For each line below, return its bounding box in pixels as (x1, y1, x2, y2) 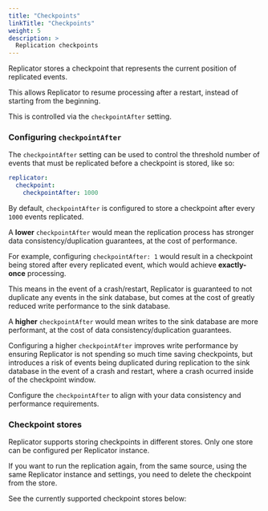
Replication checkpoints (15, 42, 99, 50)
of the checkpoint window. (8, 375, 96, 385)
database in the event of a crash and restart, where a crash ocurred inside (8, 367, 254, 376)
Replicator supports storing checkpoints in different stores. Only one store (8, 437, 254, 447)
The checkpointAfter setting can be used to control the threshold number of (8, 150, 260, 160)
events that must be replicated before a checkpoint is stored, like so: (8, 158, 235, 168)
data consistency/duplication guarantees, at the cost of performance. (8, 236, 238, 245)
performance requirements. (8, 399, 99, 409)
